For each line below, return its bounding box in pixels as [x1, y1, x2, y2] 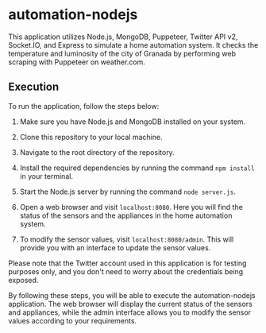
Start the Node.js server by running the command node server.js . [19, 187, 236, 196]
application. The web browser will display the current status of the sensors [8, 299, 253, 308]
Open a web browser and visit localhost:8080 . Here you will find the [19, 202, 244, 211]
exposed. [8, 275, 39, 285]
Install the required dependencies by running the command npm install [19, 163, 255, 172]
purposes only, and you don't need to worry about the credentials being [8, 266, 244, 276]
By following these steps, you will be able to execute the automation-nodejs [8, 290, 256, 300]
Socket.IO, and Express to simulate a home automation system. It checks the [8, 40, 259, 49]
